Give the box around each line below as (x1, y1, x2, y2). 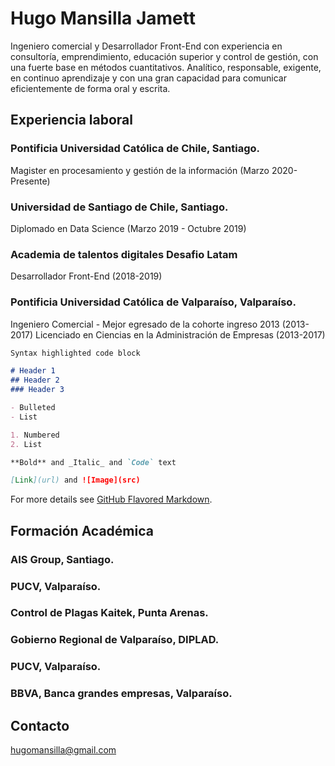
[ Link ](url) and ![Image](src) (10, 475, 141, 486)
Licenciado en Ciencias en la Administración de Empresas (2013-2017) (35, 328, 326, 341)
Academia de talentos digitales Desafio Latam (10, 247, 238, 261)
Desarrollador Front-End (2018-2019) (10, 270, 163, 282)
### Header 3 (10, 385, 65, 395)
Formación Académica (10, 522, 154, 539)
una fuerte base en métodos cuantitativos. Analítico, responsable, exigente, (10, 61, 322, 73)
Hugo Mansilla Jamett (10, 7, 197, 30)
